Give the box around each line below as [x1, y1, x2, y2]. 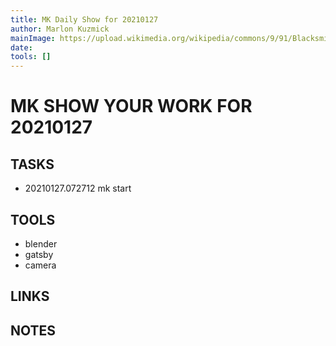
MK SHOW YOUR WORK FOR [10, 95, 253, 118]
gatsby [24, 248, 54, 260]
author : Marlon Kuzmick [10, 24, 110, 34]
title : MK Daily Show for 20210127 [10, 14, 159, 25]
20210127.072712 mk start [24, 182, 132, 195]
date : [10, 42, 33, 53]
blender [24, 237, 58, 250]
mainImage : [10, 33, 56, 43]
